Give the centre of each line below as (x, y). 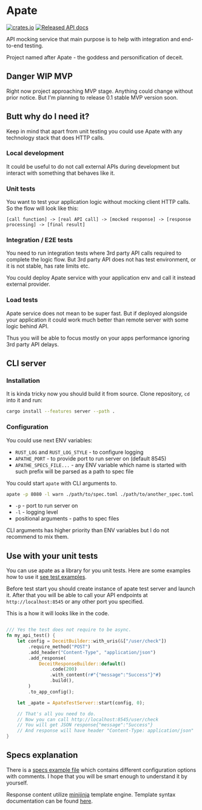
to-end (15, 46)
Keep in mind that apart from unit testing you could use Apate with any (95, 131)
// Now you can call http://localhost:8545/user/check (88, 720)
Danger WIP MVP (39, 76)
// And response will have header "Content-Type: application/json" (106, 731)
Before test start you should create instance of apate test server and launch (101, 589)
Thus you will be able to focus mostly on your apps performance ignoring (98, 338)
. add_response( (47, 658)
